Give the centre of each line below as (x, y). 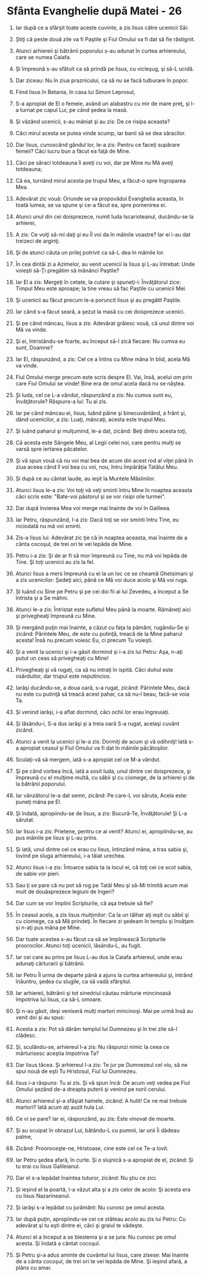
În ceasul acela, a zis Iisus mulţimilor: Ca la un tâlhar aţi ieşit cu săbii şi (102, 915)
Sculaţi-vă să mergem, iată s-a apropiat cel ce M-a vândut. (88, 759)
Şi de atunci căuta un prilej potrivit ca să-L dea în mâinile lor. (90, 252)
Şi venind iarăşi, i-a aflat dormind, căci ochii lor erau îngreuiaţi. (92, 712)
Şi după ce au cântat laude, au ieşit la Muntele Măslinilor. (86, 478)
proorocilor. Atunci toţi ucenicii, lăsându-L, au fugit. (79, 945)
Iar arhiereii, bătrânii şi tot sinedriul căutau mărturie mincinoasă (93, 993)
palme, (24, 1136)
